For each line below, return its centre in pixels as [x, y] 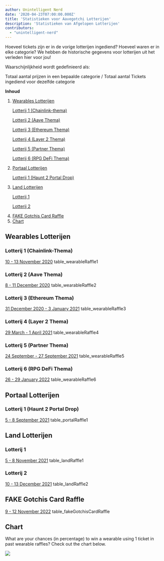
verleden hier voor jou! [28, 57]
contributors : [20, 28]
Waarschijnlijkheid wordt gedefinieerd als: [48, 67]
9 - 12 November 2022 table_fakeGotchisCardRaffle [57, 511]
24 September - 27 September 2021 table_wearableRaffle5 [65, 356]
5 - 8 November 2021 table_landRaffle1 [44, 460]
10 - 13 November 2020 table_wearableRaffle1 [52, 261]
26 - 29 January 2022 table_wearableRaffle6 [51, 379]
